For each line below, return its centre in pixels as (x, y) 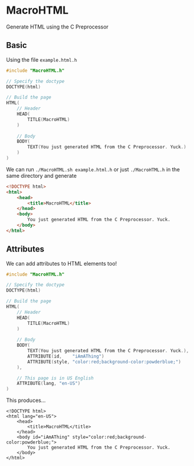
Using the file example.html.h (42, 59)
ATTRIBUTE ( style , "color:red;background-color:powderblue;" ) (104, 362)
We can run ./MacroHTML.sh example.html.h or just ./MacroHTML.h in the (93, 169)
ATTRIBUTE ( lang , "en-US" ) (49, 384)
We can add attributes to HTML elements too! (62, 263)
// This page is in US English (55, 378)
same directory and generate (41, 175)
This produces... (26, 400)
